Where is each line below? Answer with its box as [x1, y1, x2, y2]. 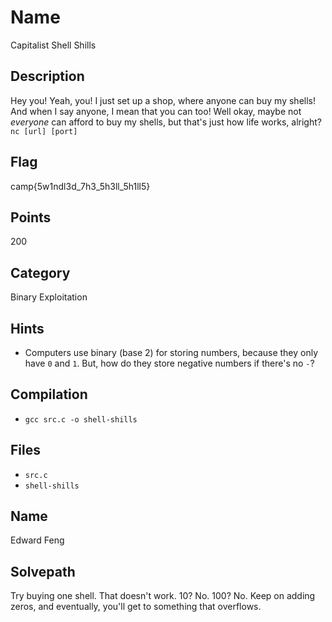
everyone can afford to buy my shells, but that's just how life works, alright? [10, 116, 322, 128]
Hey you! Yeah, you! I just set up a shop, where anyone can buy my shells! [10, 94, 317, 106]
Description [10, 68, 85, 85]
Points [10, 209, 52, 226]
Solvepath [10, 563, 76, 580]
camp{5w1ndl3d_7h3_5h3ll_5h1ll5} [10, 180, 151, 192]
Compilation [10, 386, 88, 403]
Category [10, 264, 71, 281]
